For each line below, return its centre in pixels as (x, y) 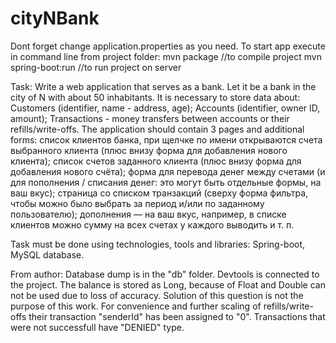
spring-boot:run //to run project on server (96, 67)
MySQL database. (47, 254)
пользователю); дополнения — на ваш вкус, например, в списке (148, 214)
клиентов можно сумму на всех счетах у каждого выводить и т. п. (152, 224)
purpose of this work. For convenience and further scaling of (136, 306)
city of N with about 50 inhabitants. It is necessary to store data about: (155, 97)
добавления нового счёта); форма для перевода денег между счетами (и (168, 171)
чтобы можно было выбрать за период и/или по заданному (137, 203)
